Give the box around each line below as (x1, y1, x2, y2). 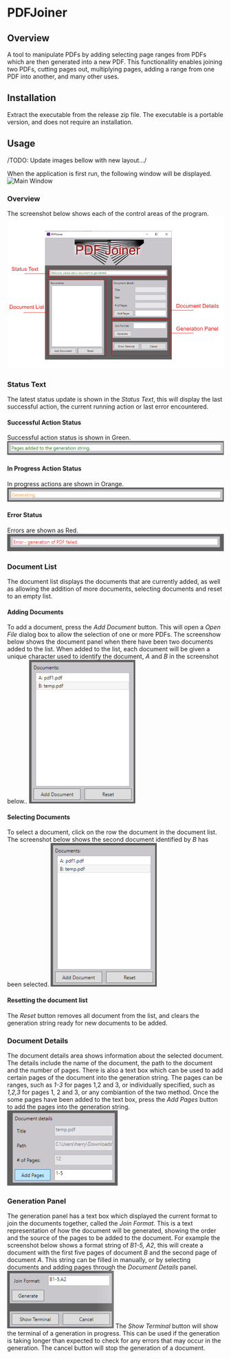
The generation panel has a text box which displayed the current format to (7, 1212, 218, 1220)
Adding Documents (7, 607, 64, 616)
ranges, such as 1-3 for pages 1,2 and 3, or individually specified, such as (7, 1080, 215, 1089)
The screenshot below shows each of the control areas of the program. (7, 209, 209, 217)
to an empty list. (7, 592, 53, 600)
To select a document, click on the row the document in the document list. (7, 828, 217, 836)
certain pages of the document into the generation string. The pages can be (7, 1073, 223, 1081)
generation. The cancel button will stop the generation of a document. (7, 1344, 206, 1352)
